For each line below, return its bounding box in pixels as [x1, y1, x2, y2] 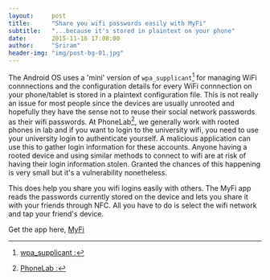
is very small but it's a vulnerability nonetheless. [8, 168, 167, 178]
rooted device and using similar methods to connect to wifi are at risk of [8, 150, 247, 161]
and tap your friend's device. [8, 209, 104, 219]
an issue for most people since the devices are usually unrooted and [8, 98, 235, 108]
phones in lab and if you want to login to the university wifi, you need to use [8, 126, 260, 135]
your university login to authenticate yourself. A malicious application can [8, 134, 251, 143]
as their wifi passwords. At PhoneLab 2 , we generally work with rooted [8, 115, 239, 126]
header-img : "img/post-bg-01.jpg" [8, 49, 125, 57]
